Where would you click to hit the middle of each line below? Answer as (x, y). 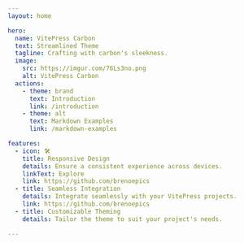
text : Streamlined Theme (57, 46)
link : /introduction (64, 106)
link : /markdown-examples (73, 129)
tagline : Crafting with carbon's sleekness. (91, 54)
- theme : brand (48, 91)
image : (26, 61)
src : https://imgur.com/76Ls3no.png (85, 69)
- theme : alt (44, 114)
